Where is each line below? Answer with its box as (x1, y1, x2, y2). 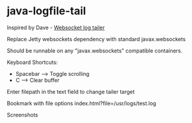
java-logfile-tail (7, 4, 86, 18)
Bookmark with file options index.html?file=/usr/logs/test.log (7, 100, 156, 107)
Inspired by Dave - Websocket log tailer (7, 24, 105, 31)
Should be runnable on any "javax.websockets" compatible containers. (7, 47, 183, 54)
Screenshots (7, 111, 39, 118)
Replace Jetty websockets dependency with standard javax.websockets (7, 35, 186, 42)
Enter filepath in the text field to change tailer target (7, 88, 135, 95)
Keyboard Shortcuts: (7, 59, 58, 66)
